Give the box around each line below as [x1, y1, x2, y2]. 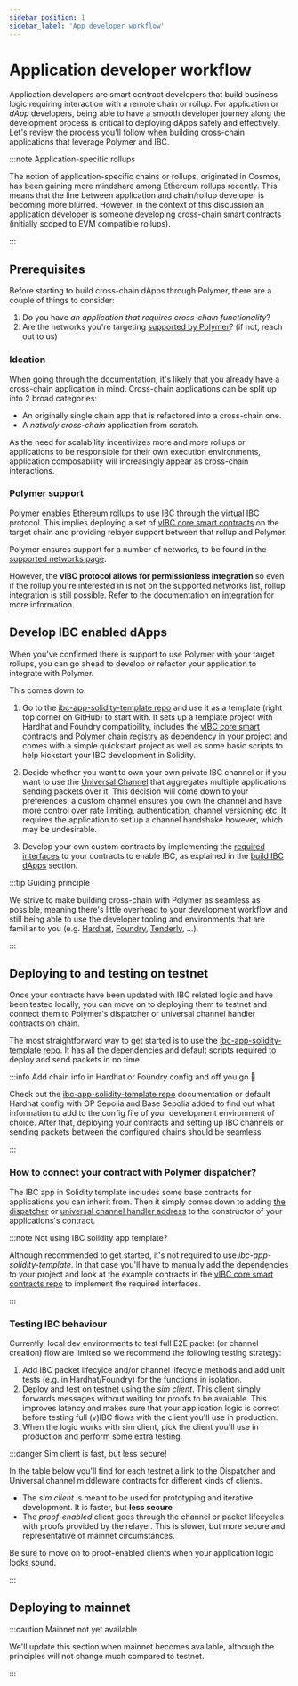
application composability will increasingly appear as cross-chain [9, 456, 249, 467]
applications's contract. [9, 1215, 96, 1226]
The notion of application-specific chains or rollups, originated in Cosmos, [9, 171, 282, 182]
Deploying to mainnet [9, 1600, 131, 1616]
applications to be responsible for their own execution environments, [9, 446, 261, 457]
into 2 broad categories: [9, 393, 98, 403]
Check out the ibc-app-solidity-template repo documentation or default [9, 1089, 271, 1100]
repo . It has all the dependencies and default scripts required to [43, 1045, 277, 1055]
